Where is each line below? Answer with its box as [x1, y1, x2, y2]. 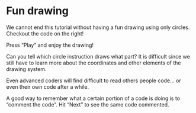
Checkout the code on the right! [6, 30, 84, 37]
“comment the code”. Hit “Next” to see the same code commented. [6, 101, 170, 108]
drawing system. [6, 65, 47, 72]
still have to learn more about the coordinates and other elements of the [6, 59, 181, 66]
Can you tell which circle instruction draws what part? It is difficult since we [6, 53, 191, 60]
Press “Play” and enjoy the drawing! [6, 41, 94, 49]
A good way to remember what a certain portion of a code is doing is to [6, 95, 181, 102]
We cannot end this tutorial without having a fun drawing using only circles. [6, 24, 190, 31]
